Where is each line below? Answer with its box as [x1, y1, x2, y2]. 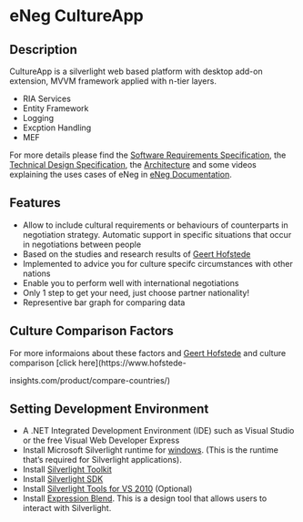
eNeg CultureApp [9, 5, 144, 26]
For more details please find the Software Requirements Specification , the [9, 149, 287, 160]
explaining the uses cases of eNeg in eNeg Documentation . [9, 169, 232, 179]
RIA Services [22, 93, 71, 104]
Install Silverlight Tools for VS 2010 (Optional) [22, 484, 193, 495]
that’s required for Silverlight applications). [22, 455, 182, 466]
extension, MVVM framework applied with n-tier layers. [9, 76, 217, 87]
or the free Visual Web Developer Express [22, 435, 180, 446]
